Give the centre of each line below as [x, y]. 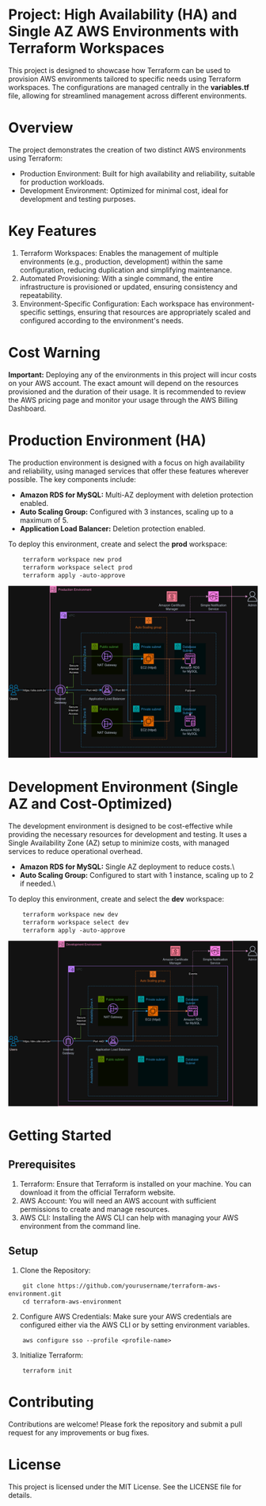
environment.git [35, 1294]
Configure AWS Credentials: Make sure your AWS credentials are [125, 1316]
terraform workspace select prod [78, 567]
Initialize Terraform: [51, 1355]
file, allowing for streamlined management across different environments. [127, 95]
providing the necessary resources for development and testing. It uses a [128, 835]
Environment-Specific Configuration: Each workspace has [114, 303]
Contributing [51, 1402]
